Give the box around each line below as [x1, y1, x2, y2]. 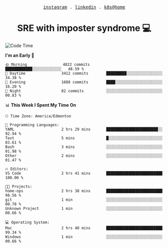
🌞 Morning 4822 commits [5, 62, 90, 67]
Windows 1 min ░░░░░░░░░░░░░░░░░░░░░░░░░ [5, 234, 163, 239]
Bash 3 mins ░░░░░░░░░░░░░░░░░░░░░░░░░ [5, 144, 163, 149]
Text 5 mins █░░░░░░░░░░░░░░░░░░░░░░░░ [5, 135, 163, 140]
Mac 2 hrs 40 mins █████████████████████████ [5, 225, 163, 230]
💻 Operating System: [5, 220, 50, 225]
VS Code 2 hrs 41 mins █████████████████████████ [5, 171, 163, 176]
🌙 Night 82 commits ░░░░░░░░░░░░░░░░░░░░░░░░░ [5, 88, 163, 94]
